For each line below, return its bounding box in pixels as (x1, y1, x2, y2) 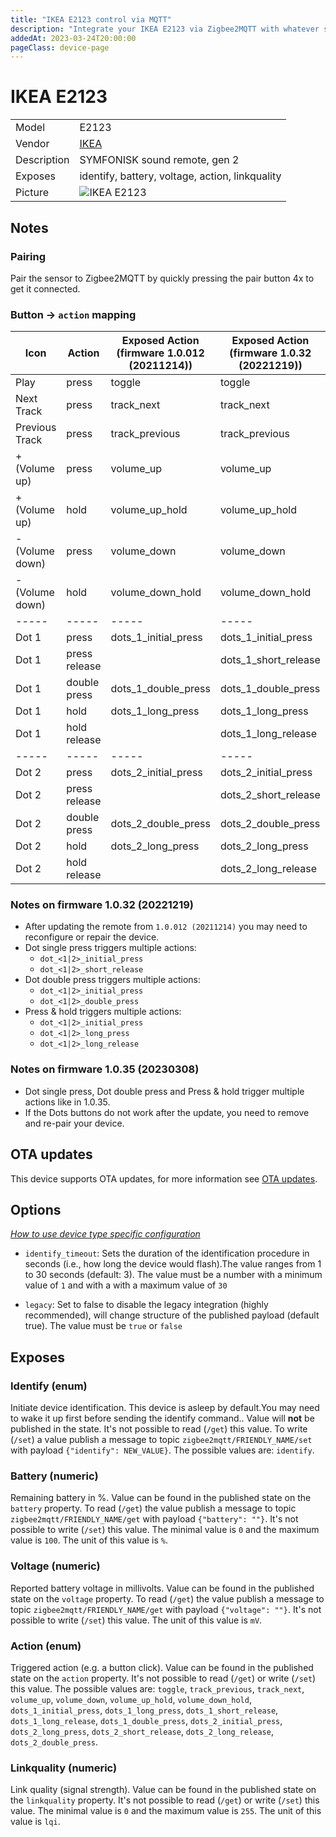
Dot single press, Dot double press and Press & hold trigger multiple (24, 1085, 305, 1097)
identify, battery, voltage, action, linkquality (79, 169, 282, 183)
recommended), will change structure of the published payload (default (24, 1309, 320, 1321)
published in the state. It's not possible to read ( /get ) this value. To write (10, 1423, 308, 1435)
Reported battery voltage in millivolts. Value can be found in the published (10, 1582, 315, 1594)
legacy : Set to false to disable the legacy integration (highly (24, 1299, 269, 1311)
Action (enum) (10, 1639, 82, 1653)
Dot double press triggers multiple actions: (24, 974, 202, 986)
